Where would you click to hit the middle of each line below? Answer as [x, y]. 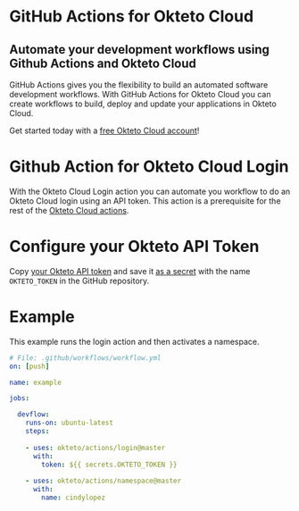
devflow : [33, 415]
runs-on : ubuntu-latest [70, 423]
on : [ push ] [29, 366]
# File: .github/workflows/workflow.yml [86, 358]
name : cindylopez [73, 498]
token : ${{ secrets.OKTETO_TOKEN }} [109, 465]
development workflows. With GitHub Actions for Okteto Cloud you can [140, 94]
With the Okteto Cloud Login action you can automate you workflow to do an [150, 191]
